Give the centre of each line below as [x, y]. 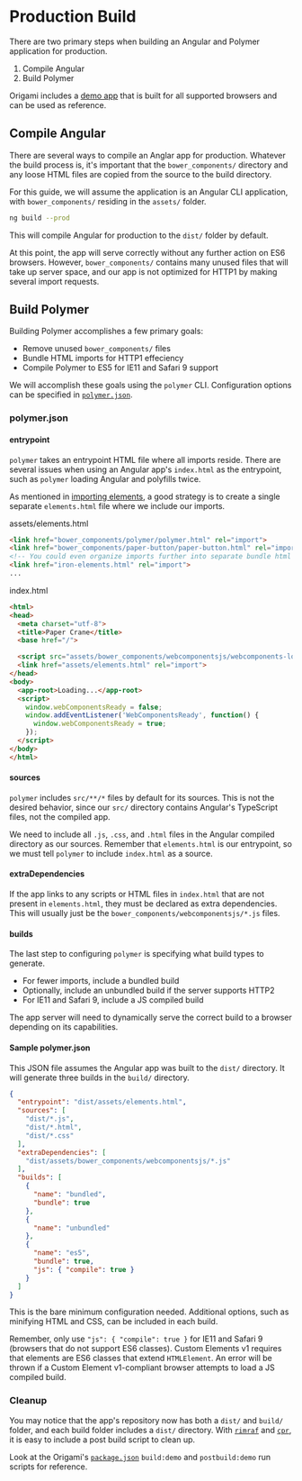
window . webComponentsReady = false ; [94, 707]
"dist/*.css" [50, 1136]
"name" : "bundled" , [69, 1195]
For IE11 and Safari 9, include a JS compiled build [113, 1000]
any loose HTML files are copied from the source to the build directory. [141, 174]
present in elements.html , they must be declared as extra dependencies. [143, 904]
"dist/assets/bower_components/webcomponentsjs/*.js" [128, 1161]
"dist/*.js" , [50, 1119]
